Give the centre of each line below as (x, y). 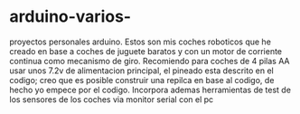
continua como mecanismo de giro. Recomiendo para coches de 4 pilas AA (150, 61)
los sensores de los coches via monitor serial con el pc (112, 99)
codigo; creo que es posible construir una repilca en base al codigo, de (142, 80)
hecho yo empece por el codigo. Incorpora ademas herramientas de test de (150, 90)
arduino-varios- (70, 17)
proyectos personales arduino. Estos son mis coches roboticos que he (140, 42)
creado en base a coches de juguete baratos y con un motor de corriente (146, 51)
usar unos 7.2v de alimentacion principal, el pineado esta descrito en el (141, 71)
